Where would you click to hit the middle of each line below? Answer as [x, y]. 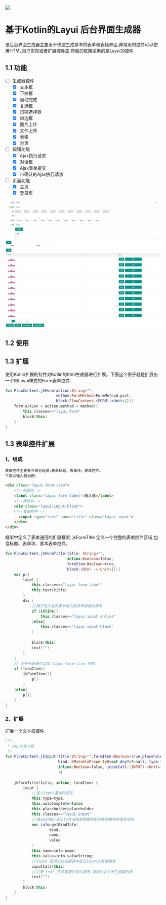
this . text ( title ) [49, 590]
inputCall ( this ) [48, 866]
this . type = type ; [48, 799]
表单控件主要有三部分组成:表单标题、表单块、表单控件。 [54, 471]
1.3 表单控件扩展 [30, 444]
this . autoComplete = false [57, 804]
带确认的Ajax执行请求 [41, 174]
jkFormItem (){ [37, 674]
